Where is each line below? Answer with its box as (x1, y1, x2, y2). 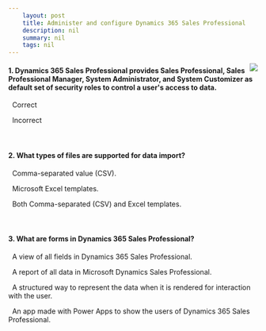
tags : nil (22, 41, 55, 49)
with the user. (8, 291, 53, 300)
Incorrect (11, 116, 42, 125)
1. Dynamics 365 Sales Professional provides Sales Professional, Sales (8, 65, 245, 75)
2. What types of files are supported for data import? (8, 150, 186, 160)
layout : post (22, 11, 66, 20)
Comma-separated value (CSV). (11, 168, 117, 178)
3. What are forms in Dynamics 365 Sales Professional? (8, 234, 195, 244)
